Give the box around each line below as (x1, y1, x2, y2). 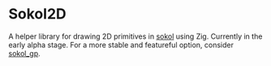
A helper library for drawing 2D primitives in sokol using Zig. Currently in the (8, 31, 263, 41)
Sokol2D (8, 5, 67, 23)
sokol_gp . (8, 48, 41, 58)
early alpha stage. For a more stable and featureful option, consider (8, 39, 234, 49)
